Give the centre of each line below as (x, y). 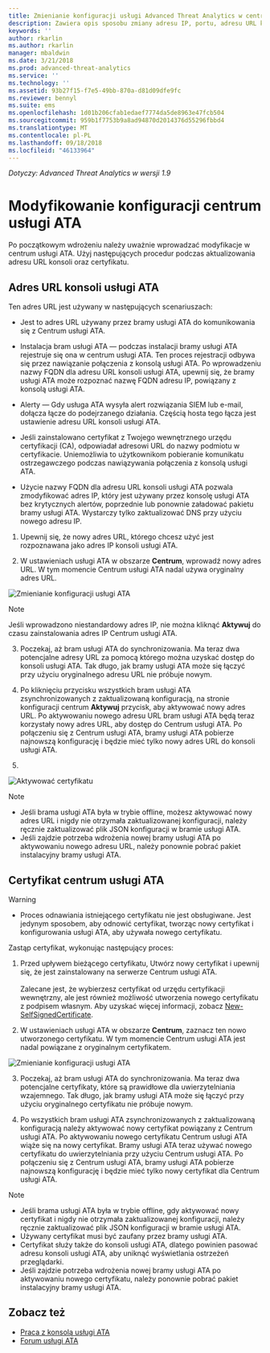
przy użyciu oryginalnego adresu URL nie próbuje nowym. (116, 674)
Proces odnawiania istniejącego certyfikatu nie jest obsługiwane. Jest (135, 915)
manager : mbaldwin (39, 53)
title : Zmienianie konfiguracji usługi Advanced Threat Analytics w (125, 16)
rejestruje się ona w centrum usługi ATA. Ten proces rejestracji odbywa (137, 355)
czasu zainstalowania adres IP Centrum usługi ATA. (93, 633)
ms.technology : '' (39, 83)
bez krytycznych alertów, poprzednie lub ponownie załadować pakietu (137, 504)
